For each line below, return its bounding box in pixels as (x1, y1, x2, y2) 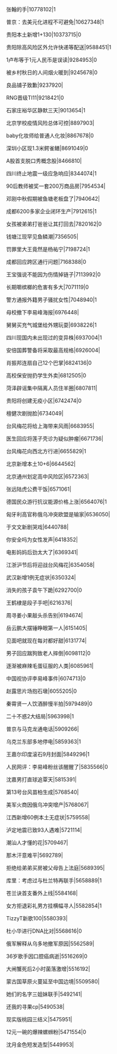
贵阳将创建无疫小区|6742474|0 (6, 397, 82, 404)
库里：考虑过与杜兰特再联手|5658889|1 (6, 877, 102, 884)
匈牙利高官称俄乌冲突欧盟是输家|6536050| (6, 511, 110, 517)
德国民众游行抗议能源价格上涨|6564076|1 (6, 498, 107, 505)
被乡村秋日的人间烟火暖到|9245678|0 (6, 69, 98, 76)
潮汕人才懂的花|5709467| (6, 839, 68, 846)
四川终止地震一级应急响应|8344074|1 (6, 170, 97, 177)
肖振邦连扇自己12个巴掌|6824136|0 (6, 359, 92, 366)
